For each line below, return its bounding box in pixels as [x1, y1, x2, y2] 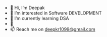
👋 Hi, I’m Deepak [10, 5, 45, 10]
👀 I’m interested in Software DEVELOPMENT [10, 10, 102, 16]
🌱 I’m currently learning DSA [10, 15, 69, 21]
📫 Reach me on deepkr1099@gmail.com [10, 26, 95, 32]
